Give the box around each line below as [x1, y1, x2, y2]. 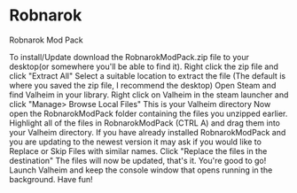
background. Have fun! [9, 174, 93, 184]
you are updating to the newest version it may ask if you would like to [9, 136, 262, 147]
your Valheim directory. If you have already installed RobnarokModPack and [9, 127, 286, 137]
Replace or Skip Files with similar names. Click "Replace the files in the [9, 145, 268, 156]
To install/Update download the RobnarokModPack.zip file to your [9, 51, 250, 62]
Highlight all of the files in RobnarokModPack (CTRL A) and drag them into [9, 117, 281, 128]
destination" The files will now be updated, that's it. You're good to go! [9, 155, 267, 166]
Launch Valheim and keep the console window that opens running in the [9, 165, 273, 175]
